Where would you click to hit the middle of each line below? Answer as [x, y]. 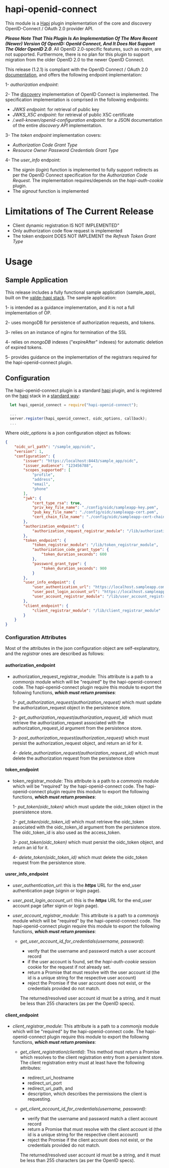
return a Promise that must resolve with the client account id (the [95, 1129]
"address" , [44, 480]
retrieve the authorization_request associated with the [68, 722]
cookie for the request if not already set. [69, 967]
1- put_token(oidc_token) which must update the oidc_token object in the [88, 806]
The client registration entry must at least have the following [82, 1063]
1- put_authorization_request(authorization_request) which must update [87, 702]
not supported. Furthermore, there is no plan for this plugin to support [77, 54]
